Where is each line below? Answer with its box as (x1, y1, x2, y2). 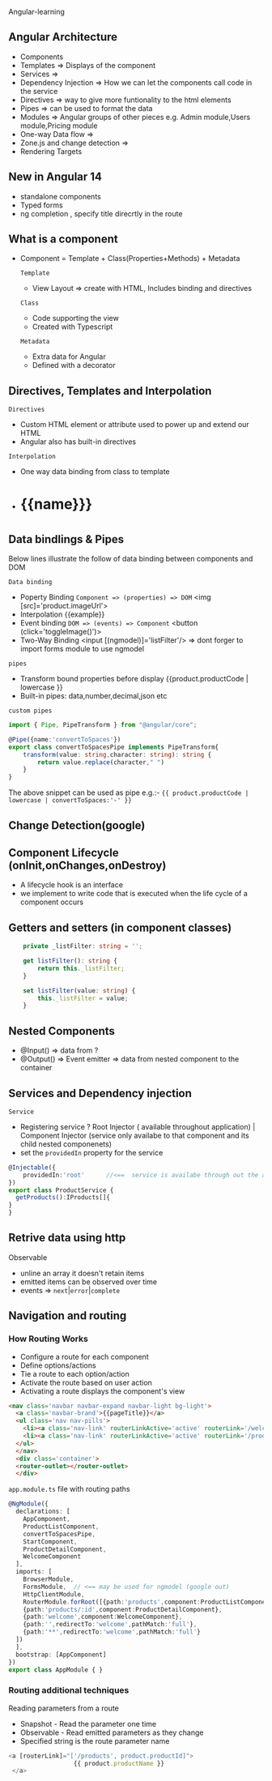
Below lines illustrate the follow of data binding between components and (8, 554, 253, 564)
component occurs (19, 897, 83, 907)
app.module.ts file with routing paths (8, 1484, 131, 1494)
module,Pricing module (19, 121, 98, 130)
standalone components (19, 191, 101, 201)
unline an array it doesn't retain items (19, 1268, 145, 1278)
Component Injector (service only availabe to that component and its (19, 1130, 249, 1140)
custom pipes (8, 707, 53, 715)
